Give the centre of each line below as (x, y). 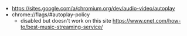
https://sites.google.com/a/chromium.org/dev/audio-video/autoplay (93, 8)
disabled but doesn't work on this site (66, 21)
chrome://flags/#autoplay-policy (51, 15)
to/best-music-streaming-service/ (62, 27)
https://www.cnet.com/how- (147, 21)
